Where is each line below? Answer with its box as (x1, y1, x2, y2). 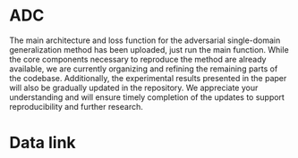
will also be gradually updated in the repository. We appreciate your (9, 82, 259, 93)
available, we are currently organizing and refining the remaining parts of (9, 63, 278, 74)
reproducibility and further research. (9, 101, 143, 112)
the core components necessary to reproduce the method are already (9, 54, 267, 64)
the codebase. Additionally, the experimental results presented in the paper (9, 72, 287, 83)
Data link (9, 133, 76, 153)
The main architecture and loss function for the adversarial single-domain (9, 35, 281, 46)
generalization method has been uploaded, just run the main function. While (9, 44, 289, 54)
